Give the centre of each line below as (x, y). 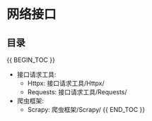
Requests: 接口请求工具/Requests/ (77, 92)
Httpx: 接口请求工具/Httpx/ (66, 83)
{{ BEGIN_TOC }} (31, 60)
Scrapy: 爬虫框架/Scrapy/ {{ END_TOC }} (86, 109)
